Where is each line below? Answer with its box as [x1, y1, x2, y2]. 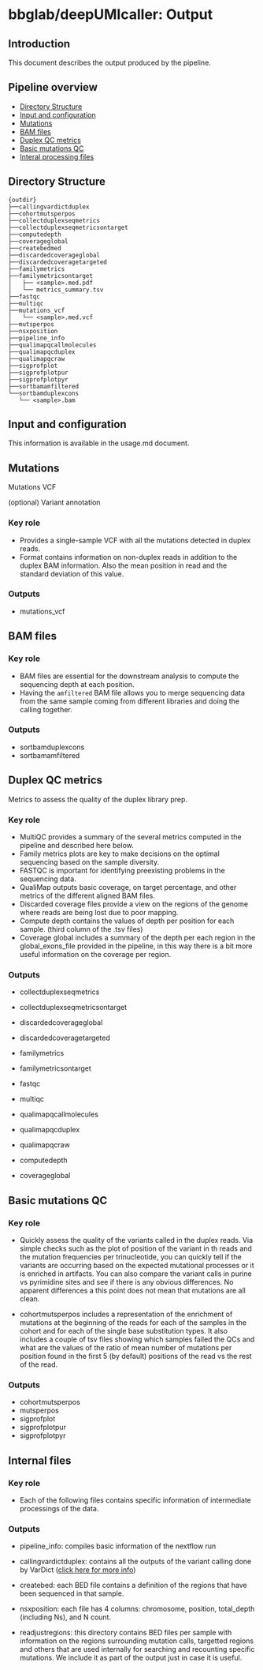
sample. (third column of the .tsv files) [19, 924, 143, 933]
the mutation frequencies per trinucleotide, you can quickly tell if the [19, 1252, 242, 1261]
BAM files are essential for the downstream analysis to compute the [19, 671, 239, 681]
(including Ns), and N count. [19, 1612, 112, 1622]
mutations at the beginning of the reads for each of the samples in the [19, 1317, 246, 1327]
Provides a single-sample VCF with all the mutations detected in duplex [19, 535, 251, 545]
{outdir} [8, 196, 37, 204]
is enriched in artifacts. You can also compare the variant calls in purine [19, 1269, 252, 1278]
